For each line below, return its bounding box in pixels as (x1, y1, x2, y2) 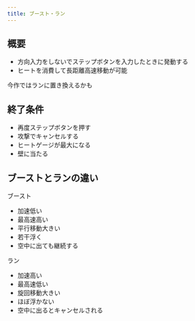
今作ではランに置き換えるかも (7, 81, 93, 89)
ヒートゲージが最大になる (17, 141, 91, 149)
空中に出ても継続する (17, 241, 79, 250)
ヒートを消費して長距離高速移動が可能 (17, 66, 127, 75)
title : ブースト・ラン (7, 10, 65, 17)
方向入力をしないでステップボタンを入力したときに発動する (17, 57, 189, 66)
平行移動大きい (17, 224, 61, 232)
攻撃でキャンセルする (17, 132, 79, 140)
